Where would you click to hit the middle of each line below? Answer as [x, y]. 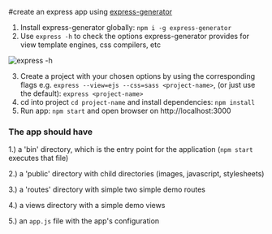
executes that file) [39, 158]
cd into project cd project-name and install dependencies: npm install [138, 102]
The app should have [51, 132]
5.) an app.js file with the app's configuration [84, 221]
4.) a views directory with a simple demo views [87, 206]
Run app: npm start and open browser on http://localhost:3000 [125, 110]
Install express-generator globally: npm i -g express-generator [126, 27]
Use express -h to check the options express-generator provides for [135, 36]
